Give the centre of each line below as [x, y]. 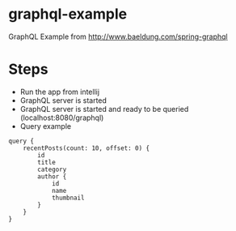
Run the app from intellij [59, 92]
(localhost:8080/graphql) [62, 118]
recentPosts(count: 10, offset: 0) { [86, 148]
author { [52, 176]
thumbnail [68, 198]
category [52, 169]
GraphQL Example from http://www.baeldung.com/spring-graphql [118, 36]
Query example [45, 126]
